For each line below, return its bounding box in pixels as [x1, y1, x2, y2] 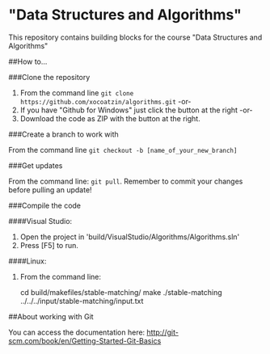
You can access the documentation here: [8, 327, 146, 337]
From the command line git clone [19, 87, 134, 98]
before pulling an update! [8, 184, 92, 195]
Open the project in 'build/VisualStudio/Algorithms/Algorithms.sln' [19, 232, 240, 242]
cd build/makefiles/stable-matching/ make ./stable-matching [19, 287, 222, 297]
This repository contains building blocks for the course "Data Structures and [8, 32, 263, 42]
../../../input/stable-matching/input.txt [19, 296, 144, 306]
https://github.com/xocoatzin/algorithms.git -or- [19, 96, 192, 106]
